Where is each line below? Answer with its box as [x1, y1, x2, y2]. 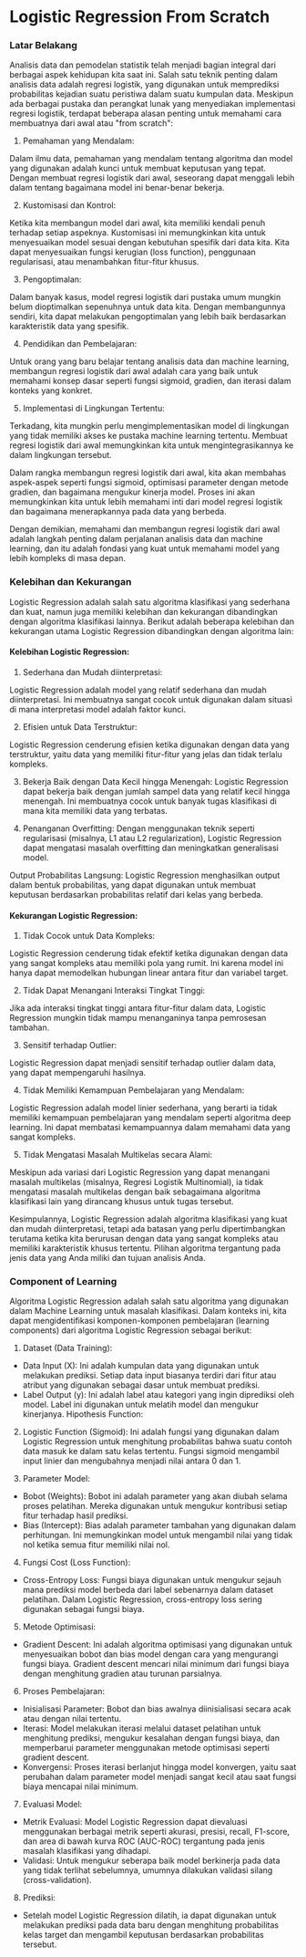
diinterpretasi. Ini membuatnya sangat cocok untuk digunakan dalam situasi [9, 693, 293, 704]
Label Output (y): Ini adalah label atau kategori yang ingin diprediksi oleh [22, 1390, 295, 1400]
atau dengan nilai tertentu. [22, 1713, 122, 1724]
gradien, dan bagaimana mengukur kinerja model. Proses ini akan [9, 486, 255, 498]
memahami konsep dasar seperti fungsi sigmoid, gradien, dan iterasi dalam [9, 376, 291, 387]
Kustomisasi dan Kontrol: [22, 200, 117, 211]
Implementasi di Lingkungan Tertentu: [22, 403, 166, 414]
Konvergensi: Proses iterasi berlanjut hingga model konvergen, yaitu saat [22, 1762, 297, 1773]
